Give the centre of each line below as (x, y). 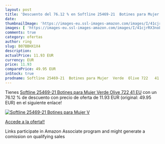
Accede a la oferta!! (25, 121)
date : (11, 19)
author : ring (18, 42)
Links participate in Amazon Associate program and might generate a (75, 131)
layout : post (18, 10)
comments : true (21, 32)
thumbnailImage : (22, 23)
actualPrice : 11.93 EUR (29, 55)
